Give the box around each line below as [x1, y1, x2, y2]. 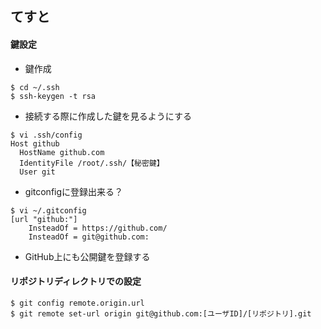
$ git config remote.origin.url [10, 298, 145, 308]
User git [19, 167, 56, 177]
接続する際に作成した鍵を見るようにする [24, 110, 192, 122]
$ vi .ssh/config [10, 130, 83, 140]
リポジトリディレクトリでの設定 [10, 275, 142, 287]
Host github [10, 138, 60, 149]
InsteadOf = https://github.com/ [28, 223, 168, 233]
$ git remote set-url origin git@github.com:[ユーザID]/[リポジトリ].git [10, 308, 312, 319]
